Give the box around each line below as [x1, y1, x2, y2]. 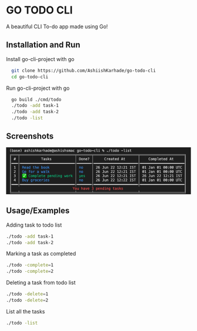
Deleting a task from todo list [6, 279, 76, 286]
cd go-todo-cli [11, 74, 49, 80]
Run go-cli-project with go [6, 85, 70, 92]
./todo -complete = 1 [6, 262, 54, 268]
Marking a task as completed [6, 250, 76, 257]
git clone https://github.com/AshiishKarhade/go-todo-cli [11, 67, 157, 73]
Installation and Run [6, 40, 81, 50]
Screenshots [6, 131, 54, 141]
